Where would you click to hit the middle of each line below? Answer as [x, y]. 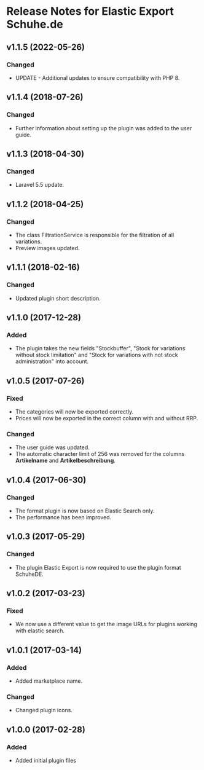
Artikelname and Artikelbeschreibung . [65, 461]
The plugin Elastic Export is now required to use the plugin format [98, 567]
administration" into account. [52, 361]
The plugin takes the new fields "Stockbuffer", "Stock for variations [100, 348]
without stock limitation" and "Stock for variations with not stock [96, 355]
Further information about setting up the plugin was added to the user [104, 128]
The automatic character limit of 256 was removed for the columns [100, 454]
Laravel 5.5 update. [40, 185]
